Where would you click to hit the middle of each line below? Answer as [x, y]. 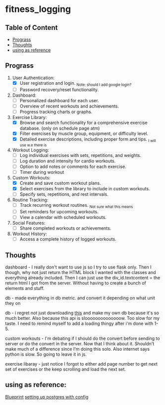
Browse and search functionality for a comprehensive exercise [83, 123]
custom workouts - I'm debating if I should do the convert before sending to [82, 338]
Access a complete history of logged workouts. [68, 239]
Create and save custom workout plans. [60, 183]
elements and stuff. [25, 288]
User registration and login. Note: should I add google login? [76, 83]
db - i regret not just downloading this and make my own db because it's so [82, 313]
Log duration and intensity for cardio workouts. [68, 161]
